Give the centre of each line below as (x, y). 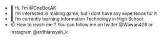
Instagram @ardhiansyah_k (39, 32)
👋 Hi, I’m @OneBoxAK (33, 8)
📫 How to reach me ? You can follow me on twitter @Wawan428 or (82, 25)
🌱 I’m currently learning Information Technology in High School (77, 19)
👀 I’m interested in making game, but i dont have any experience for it (84, 13)
